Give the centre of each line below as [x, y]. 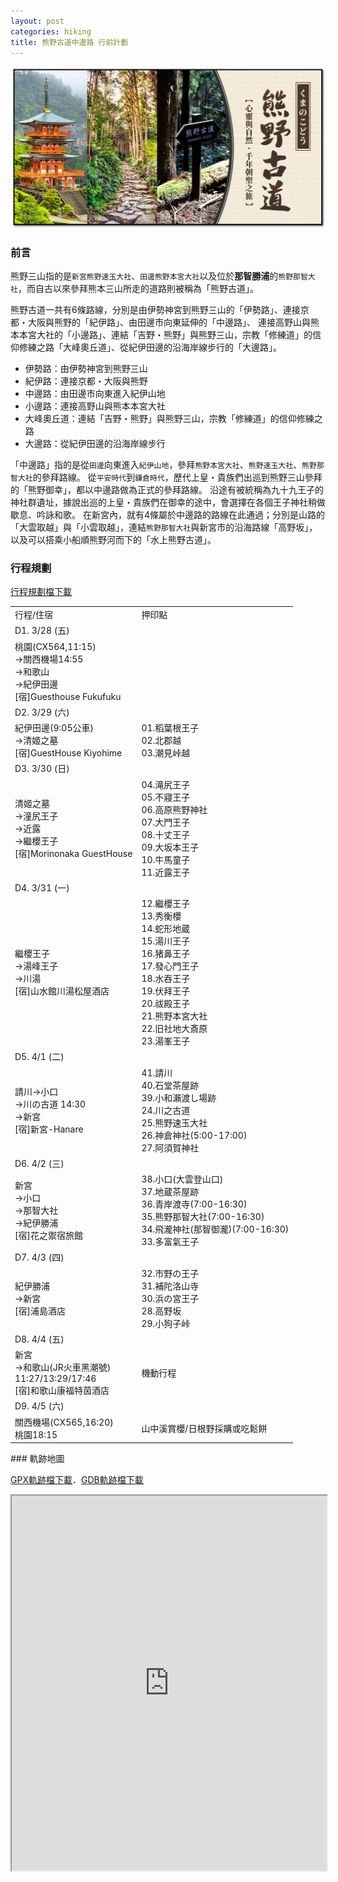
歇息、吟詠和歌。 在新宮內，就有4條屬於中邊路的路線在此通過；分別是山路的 [167, 515]
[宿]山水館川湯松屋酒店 [62, 991]
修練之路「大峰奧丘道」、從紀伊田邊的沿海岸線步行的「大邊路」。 [150, 347]
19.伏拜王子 [166, 991]
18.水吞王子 [166, 979]
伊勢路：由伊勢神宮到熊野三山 [86, 369]
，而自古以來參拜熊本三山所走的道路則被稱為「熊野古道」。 [138, 289]
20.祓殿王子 [166, 1004]
